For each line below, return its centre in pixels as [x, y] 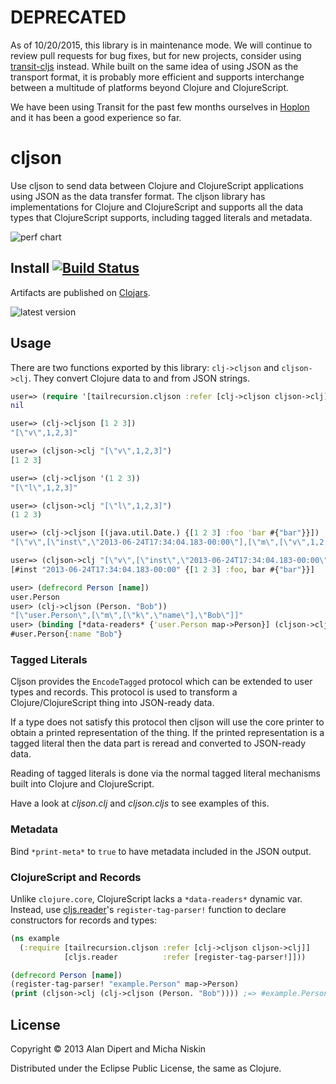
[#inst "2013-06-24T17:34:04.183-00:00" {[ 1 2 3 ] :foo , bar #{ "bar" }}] [162, 569]
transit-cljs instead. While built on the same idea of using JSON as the [154, 66]
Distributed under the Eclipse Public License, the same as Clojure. [146, 1068]
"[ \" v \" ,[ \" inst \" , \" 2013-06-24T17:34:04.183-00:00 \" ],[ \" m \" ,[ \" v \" [158, 542]
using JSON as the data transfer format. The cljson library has [138, 196]
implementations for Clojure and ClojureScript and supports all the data [157, 207]
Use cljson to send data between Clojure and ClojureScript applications [157, 185]
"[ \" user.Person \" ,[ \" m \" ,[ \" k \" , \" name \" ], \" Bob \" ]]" [127, 616]
